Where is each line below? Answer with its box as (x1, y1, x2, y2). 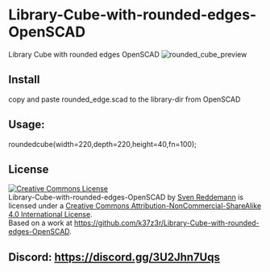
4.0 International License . (8, 210, 93, 220)
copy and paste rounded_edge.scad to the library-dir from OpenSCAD (8, 94, 241, 104)
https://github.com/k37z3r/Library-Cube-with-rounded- (73, 218, 260, 228)
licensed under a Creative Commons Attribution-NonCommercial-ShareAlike (8, 201, 262, 211)
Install (8, 73, 40, 86)
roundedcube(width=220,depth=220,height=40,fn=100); (8, 139, 197, 149)
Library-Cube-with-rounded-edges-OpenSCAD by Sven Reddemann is (8, 192, 244, 203)
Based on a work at (8, 218, 73, 228)
